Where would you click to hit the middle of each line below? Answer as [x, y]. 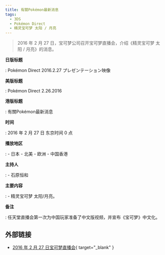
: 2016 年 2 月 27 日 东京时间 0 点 [39, 133]
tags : [11, 14]
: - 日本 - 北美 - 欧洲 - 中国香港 [37, 154]
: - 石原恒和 [17, 175]
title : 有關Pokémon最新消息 [32, 10]
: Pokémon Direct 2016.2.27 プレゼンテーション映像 [58, 71]
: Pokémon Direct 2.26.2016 [34, 91]
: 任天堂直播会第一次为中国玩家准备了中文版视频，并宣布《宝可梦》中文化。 [82, 217]
